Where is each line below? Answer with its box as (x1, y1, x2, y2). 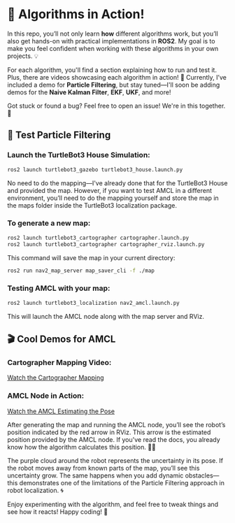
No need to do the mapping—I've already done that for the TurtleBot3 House (7, 178, 228, 187)
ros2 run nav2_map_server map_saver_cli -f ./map (7, 267, 155, 274)
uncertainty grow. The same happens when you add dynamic (7, 471, 184, 480)
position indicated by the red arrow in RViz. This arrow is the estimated (7, 428, 211, 436)
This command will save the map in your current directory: (7, 253, 176, 261)
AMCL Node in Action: (7, 391, 85, 401)
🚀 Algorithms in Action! (7, 6, 145, 22)
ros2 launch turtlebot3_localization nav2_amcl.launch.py (7, 299, 180, 306)
